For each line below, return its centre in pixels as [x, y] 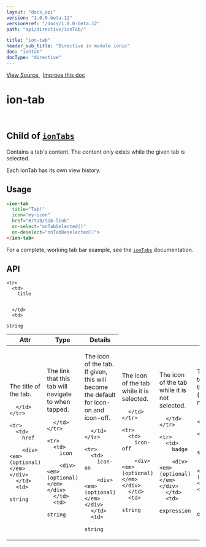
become [96, 387]
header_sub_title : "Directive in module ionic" [68, 46]
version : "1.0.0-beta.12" [39, 18]
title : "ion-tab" [29, 41]
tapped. [58, 409]
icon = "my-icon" [31, 215]
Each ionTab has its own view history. [54, 170]
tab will [57, 387]
